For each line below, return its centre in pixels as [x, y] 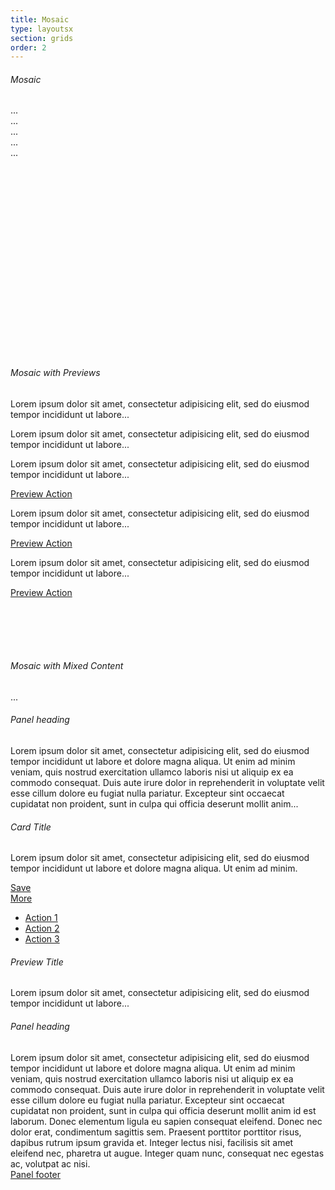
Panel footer [36, 1174]
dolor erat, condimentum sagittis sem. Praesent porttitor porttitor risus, [156, 1132]
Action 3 [42, 939]
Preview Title [37, 962]
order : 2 [28, 47]
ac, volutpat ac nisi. [50, 1163]
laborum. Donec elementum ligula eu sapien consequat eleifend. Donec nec [166, 1121]
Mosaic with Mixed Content [67, 666]
